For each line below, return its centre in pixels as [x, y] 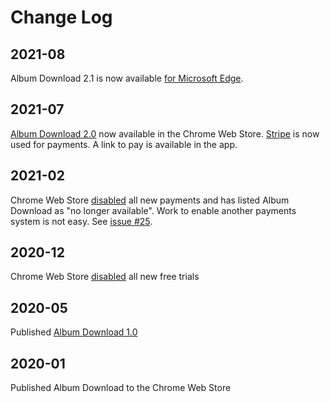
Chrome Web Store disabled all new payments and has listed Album [150, 200]
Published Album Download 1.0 [74, 332]
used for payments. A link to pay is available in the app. [124, 144]
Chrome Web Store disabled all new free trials [105, 277]
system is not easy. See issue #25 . [81, 221]
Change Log [61, 17]
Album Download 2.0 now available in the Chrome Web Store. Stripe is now [165, 133]
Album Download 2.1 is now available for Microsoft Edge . [127, 78]
